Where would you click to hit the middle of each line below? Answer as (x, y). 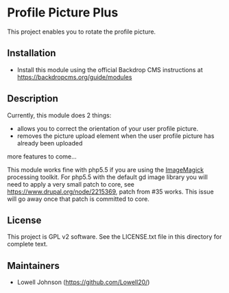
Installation (32, 53)
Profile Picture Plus (63, 13)
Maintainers (34, 266)
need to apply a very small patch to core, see (71, 184)
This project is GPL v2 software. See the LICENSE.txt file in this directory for (114, 237)
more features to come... (42, 156)
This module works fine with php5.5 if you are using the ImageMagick (106, 169)
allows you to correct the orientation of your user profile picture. (108, 128)
